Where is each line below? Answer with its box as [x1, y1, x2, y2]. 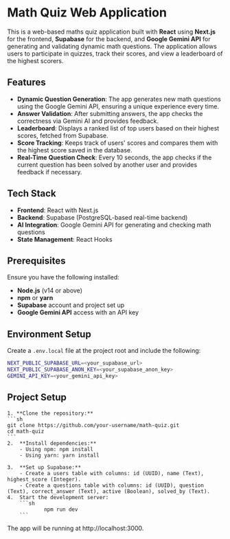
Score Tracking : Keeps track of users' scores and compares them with [16, 139, 218, 147]
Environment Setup [7, 328, 91, 340]
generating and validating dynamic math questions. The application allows [7, 42, 218, 50]
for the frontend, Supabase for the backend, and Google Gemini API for [7, 34, 211, 43]
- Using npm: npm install [19, 446, 94, 452]
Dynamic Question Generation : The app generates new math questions [16, 95, 221, 103]
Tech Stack [7, 187, 56, 200]
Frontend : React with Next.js [16, 206, 99, 214]
